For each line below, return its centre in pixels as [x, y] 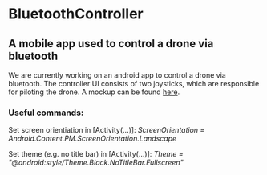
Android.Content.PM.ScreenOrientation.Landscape [93, 139]
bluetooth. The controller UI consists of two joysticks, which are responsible [134, 84]
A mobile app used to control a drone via [111, 44]
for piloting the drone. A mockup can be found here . [94, 92]
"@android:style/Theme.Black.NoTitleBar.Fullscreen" [96, 163]
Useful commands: [46, 113]
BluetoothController [76, 14]
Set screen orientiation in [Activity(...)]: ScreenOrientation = [107, 130]
